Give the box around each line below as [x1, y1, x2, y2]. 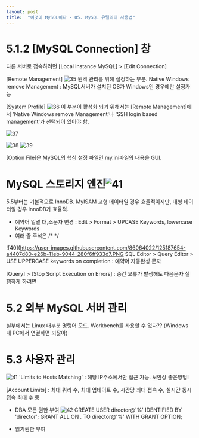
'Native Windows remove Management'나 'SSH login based [12, 111, 158, 118]
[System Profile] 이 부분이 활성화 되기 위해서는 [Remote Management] [6, 103, 188, 111]
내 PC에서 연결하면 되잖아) [6, 330, 68, 337]
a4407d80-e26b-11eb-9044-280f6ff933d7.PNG [6, 251, 124, 258]
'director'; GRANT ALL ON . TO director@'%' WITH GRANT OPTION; [14, 413, 183, 421]
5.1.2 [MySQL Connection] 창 [6, 42, 151, 56]
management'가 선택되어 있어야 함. [6, 118, 89, 126]
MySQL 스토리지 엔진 [6, 177, 106, 191]
